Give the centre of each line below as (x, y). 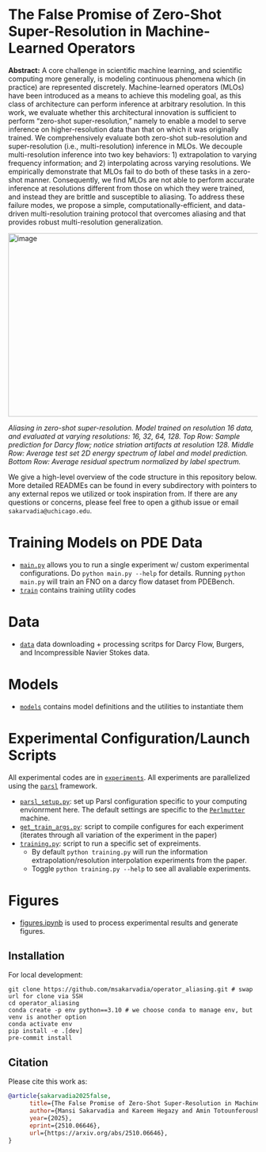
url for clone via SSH (46, 996)
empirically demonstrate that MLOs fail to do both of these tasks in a (120, 171)
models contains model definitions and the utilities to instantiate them (131, 706)
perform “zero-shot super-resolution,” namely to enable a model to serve (127, 121)
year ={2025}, (51, 1118)
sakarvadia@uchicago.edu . (50, 510)
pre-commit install (40, 1038)
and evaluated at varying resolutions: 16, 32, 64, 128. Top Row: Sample (124, 436)
